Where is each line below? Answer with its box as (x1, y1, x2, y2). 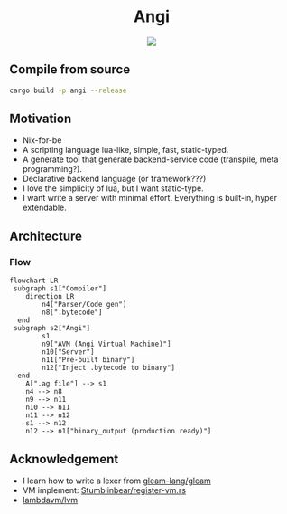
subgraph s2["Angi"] (13, 324, 91, 333)
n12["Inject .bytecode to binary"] (42, 364, 176, 373)
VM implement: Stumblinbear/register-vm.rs (22, 484, 187, 495)
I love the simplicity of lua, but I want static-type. (22, 183, 205, 194)
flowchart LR (9, 276, 59, 286)
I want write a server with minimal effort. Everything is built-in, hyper (22, 193, 278, 204)
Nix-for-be (22, 135, 62, 146)
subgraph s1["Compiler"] (13, 284, 106, 293)
